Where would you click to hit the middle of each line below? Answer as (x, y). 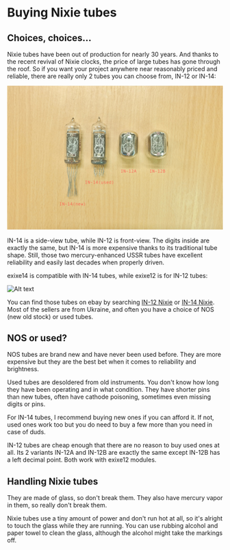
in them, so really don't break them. (57, 505)
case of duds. (26, 432)
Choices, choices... (49, 38)
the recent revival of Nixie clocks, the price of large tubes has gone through (114, 62)
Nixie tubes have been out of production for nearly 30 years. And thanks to (113, 54)
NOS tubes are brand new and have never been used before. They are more (114, 355)
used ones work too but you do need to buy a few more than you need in (110, 425)
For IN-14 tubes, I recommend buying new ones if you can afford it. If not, (111, 417)
